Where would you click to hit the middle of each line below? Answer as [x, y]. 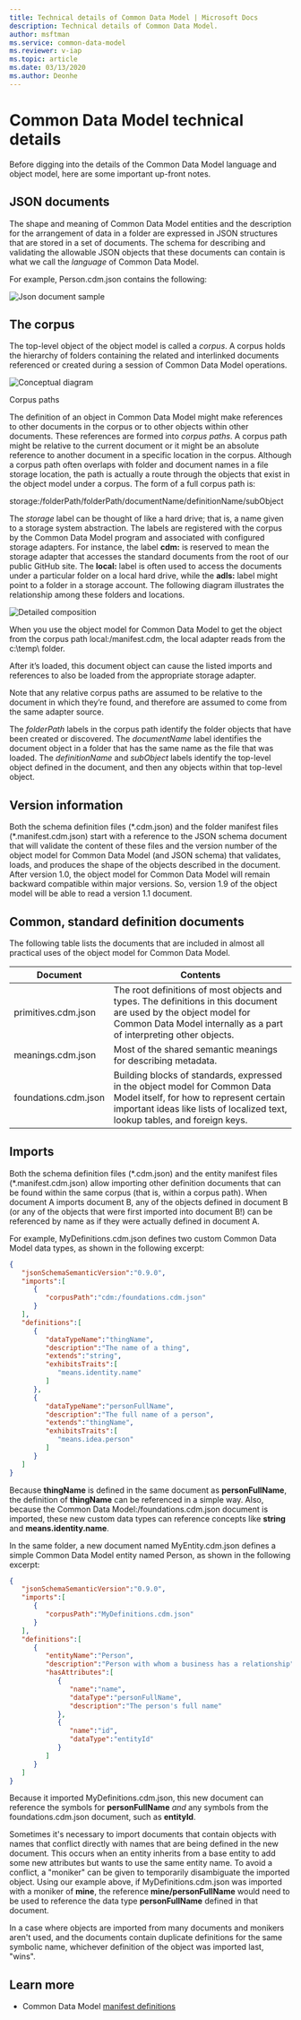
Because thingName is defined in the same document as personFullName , [148, 1490]
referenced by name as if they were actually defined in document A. [134, 1221]
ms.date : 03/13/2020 [48, 68]
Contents [201, 975]
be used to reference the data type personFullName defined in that [133, 1901]
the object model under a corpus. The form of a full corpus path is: [133, 484]
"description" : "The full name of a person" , [130, 1414]
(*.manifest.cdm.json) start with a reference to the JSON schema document [148, 837]
